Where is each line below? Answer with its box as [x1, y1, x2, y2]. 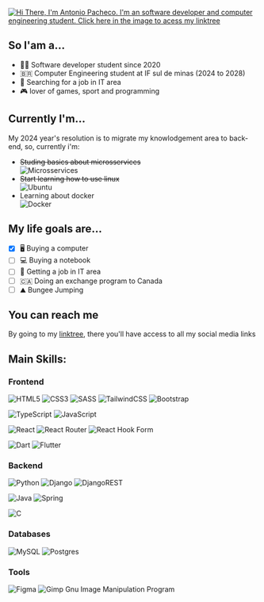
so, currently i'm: [24, 141, 80, 151]
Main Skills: [8, 352, 67, 366]
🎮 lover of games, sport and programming [19, 86, 160, 95]
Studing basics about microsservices [19, 157, 141, 167]
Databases [8, 528, 51, 539]
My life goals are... [8, 222, 102, 236]
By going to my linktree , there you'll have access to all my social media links [8, 329, 256, 339]
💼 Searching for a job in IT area [19, 77, 121, 86]
